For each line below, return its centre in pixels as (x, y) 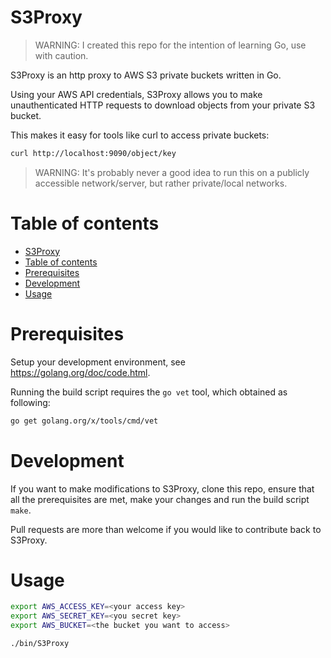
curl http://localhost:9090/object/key (93, 153)
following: (30, 402)
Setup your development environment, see (98, 362)
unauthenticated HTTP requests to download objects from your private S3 (163, 105)
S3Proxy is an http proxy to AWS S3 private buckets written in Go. (146, 75)
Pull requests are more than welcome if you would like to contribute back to (166, 529)
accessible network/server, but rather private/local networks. (161, 183)
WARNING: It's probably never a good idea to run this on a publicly (172, 172)
